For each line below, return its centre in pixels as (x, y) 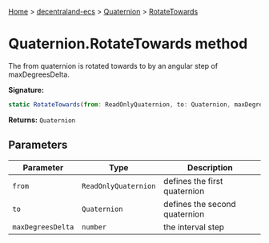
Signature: (26, 90)
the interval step (194, 227)
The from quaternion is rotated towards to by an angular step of (113, 66)
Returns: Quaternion (42, 120)
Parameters (38, 145)
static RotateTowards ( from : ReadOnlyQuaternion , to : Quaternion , (119, 104)
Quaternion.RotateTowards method (128, 44)
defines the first (193, 181)
